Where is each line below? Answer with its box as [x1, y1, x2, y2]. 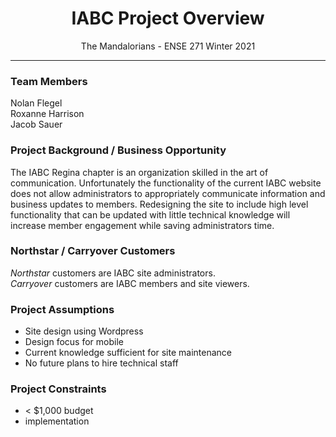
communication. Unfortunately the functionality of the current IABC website [10, 177, 322, 189]
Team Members [10, 74, 88, 88]
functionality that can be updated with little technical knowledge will [10, 208, 291, 221]
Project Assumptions [10, 302, 115, 316]
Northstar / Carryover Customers [10, 244, 176, 258]
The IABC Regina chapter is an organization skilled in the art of [10, 166, 269, 178]
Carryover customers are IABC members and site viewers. [10, 277, 250, 289]
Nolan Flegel [10, 97, 63, 109]
